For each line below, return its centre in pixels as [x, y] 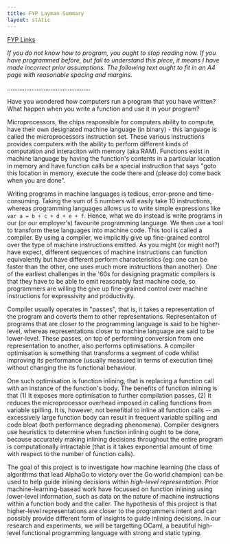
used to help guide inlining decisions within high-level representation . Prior [113, 481]
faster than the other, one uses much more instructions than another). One [112, 267]
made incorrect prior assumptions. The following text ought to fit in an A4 [112, 67]
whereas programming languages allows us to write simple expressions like [114, 208]
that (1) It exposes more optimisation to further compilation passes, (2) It [109, 395]
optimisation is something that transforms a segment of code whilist [103, 353]
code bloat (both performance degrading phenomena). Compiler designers [113, 424]
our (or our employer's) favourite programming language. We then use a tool [115, 223]
